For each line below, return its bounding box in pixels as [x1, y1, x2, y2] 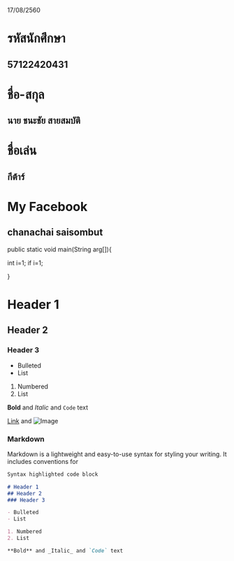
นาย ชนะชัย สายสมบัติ [7, 115, 81, 126]
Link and [7, 416, 32, 425]
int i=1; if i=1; [7, 258, 43, 267]
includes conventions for [7, 457, 79, 465]
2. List [7, 534, 30, 542]
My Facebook [7, 198, 88, 214]
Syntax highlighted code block [7, 471, 98, 478]
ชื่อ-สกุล [7, 87, 45, 102]
